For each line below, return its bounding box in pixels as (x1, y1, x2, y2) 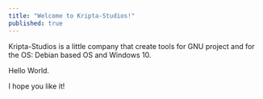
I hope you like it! (8, 81, 65, 91)
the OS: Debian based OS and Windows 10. (8, 50, 152, 60)
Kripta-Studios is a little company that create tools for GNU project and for (8, 41, 256, 51)
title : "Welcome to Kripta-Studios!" (8, 11, 136, 20)
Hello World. (8, 65, 50, 75)
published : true (8, 19, 63, 27)
